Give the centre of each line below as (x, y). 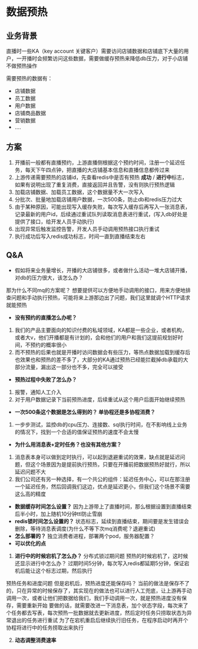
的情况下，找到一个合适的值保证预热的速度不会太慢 (77, 432)
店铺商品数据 (30, 113)
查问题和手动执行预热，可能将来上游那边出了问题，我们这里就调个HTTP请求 (98, 297)
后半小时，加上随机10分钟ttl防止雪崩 (58, 514)
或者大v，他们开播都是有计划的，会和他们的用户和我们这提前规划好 (96, 337)
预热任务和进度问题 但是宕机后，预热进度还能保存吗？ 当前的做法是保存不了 (98, 583)
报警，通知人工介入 (38, 392)
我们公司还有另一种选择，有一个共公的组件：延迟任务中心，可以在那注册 (102, 479)
